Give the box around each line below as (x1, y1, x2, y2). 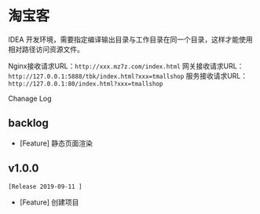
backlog (8, 116, 49, 130)
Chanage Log (8, 94, 53, 103)
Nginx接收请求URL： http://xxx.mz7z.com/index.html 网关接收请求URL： (8, 61, 244, 71)
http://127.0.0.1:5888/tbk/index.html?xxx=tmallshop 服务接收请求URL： (8, 71, 248, 80)
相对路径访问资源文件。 (8, 44, 84, 53)
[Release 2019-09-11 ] (8, 183, 82, 190)
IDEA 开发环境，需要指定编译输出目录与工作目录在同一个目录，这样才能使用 (8, 35, 253, 44)
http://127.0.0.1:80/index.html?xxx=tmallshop (8, 79, 163, 87)
